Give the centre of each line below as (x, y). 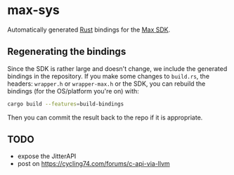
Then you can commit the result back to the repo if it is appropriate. (105, 117)
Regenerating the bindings (67, 52)
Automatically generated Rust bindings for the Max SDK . (89, 30)
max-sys (33, 10)
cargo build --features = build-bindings (66, 104)
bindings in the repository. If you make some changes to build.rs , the (108, 76)
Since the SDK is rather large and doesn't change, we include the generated (117, 68)
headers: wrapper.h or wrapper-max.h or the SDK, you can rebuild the (106, 84)
